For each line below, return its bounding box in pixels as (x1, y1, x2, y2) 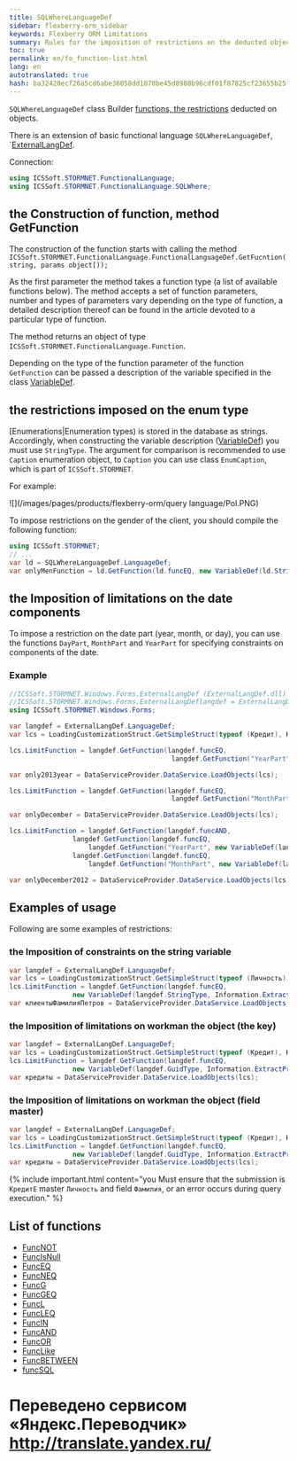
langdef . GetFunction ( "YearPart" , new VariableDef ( (88, 843, 278, 852)
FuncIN (21, 1317, 49, 1328)
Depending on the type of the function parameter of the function (9, 358, 245, 369)
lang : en (9, 63, 42, 72)
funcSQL (21, 1364, 55, 1375)
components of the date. (9, 647, 99, 658)
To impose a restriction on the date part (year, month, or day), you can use (9, 629, 280, 639)
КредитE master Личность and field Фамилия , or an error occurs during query (9, 1184, 282, 1194)
